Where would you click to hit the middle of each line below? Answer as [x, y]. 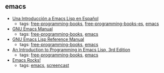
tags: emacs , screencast [44, 65]
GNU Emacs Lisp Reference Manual [48, 39]
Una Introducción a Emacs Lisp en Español [55, 18]
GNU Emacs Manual [32, 29]
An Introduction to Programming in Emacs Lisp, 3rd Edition [71, 49]
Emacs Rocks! [26, 60]
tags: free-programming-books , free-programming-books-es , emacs [89, 24]
